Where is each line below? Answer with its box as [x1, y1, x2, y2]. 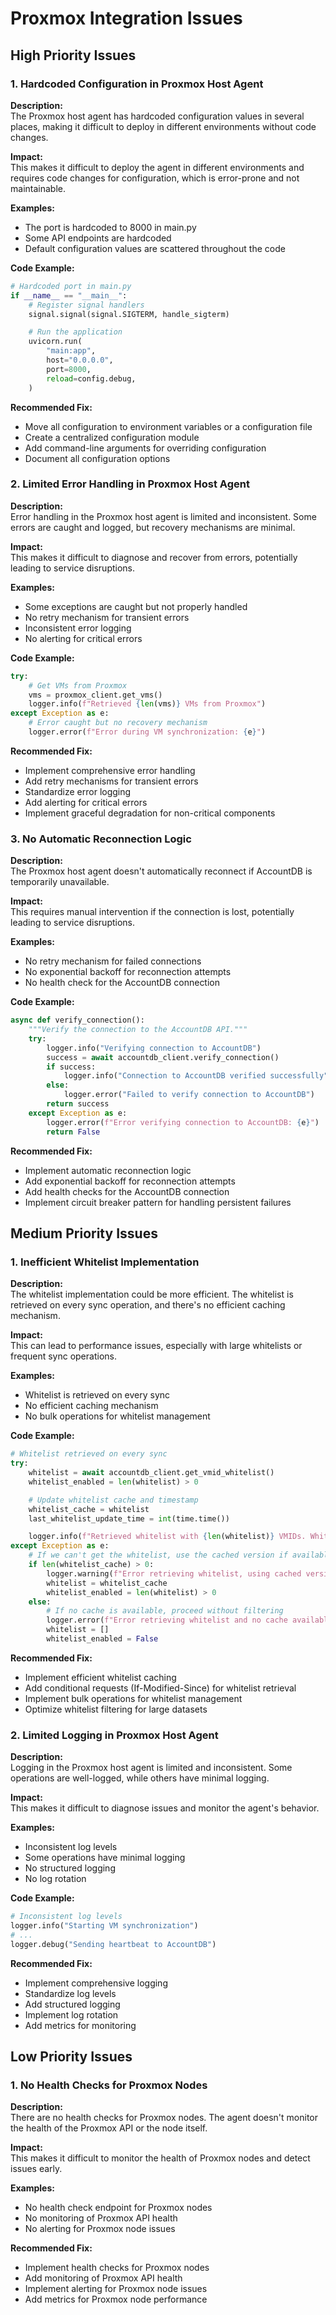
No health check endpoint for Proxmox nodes [24, 2202, 213, 2214]
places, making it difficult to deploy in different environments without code [10, 120, 317, 132]
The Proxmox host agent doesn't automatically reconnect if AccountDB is [10, 865, 313, 877]
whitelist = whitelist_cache [46, 1578, 168, 1588]
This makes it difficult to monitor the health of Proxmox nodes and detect [10, 2152, 311, 2164]
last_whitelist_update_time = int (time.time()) [28, 1513, 230, 1524]
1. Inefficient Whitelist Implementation [10, 1255, 200, 1269]
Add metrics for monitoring [24, 2019, 137, 2031]
